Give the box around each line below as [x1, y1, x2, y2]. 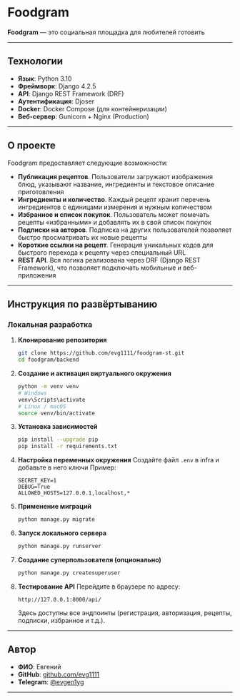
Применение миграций [17, 502, 91, 511]
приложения [17, 270, 56, 279]
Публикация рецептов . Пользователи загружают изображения [17, 172, 213, 181]
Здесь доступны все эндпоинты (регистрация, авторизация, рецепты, [17, 608, 232, 617]
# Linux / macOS [17, 402, 66, 410]
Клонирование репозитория [17, 336, 107, 345]
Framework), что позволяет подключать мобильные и [17, 263, 182, 272]
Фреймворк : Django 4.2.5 [17, 81, 96, 90]
